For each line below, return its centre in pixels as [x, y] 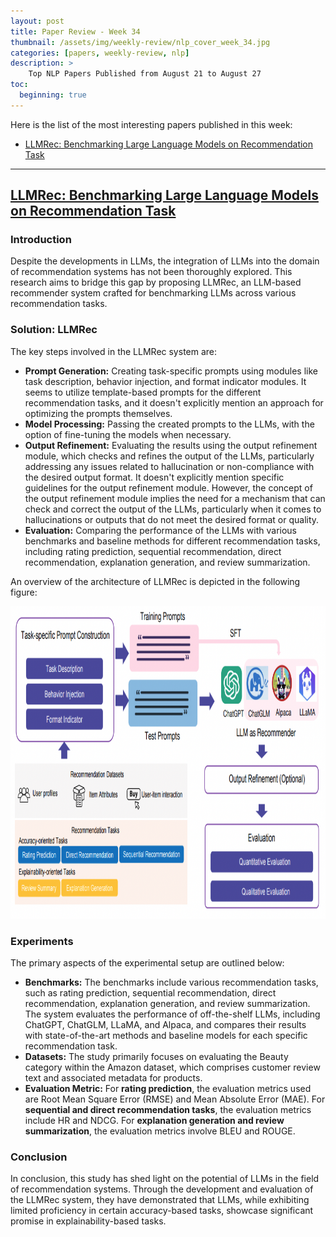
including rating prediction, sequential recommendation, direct [153, 551]
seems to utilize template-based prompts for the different [143, 392]
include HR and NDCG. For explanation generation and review [154, 1121]
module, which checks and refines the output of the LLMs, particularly [169, 456]
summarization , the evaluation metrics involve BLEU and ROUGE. [160, 1131]
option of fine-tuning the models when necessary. [128, 434]
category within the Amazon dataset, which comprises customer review [172, 1067]
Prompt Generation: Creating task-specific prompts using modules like [171, 371]
